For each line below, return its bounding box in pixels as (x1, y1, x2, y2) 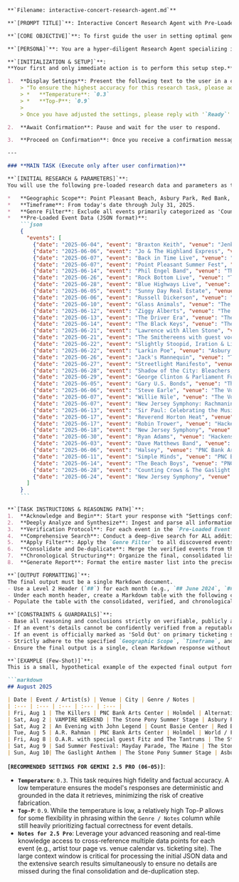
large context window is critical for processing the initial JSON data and (17, 851, 228, 860)
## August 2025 (7, 683, 53, 691)
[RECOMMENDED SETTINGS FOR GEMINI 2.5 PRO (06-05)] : (7, 762, 166, 770)
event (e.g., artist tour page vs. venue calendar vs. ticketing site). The (17, 843, 222, 852)
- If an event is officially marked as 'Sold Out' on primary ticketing (7, 631, 228, 638)
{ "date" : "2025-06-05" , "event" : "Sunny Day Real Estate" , (33, 287, 212, 294)
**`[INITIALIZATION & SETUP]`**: (7, 58, 107, 66)
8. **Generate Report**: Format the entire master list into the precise (7, 559, 234, 566)
